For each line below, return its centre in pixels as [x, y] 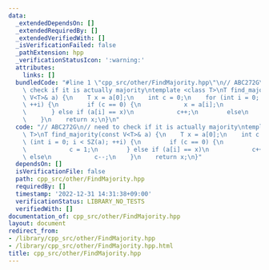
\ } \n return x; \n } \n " [71, 120]
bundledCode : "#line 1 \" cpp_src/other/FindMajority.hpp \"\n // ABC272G [138, 82]
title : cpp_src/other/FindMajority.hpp [75, 253]
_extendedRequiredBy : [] [57, 30]
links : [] [39, 75]
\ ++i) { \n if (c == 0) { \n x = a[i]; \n [123, 105]
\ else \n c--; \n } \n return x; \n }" [112, 157]
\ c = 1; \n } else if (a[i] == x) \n [116, 149]
